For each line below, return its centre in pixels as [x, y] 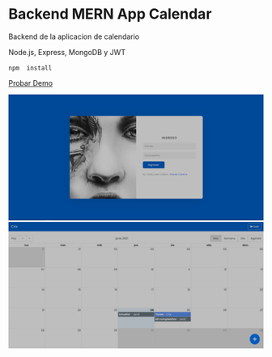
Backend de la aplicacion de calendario [74, 36]
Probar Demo [31, 83]
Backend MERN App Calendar [110, 14]
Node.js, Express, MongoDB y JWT [67, 52]
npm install [30, 68]
